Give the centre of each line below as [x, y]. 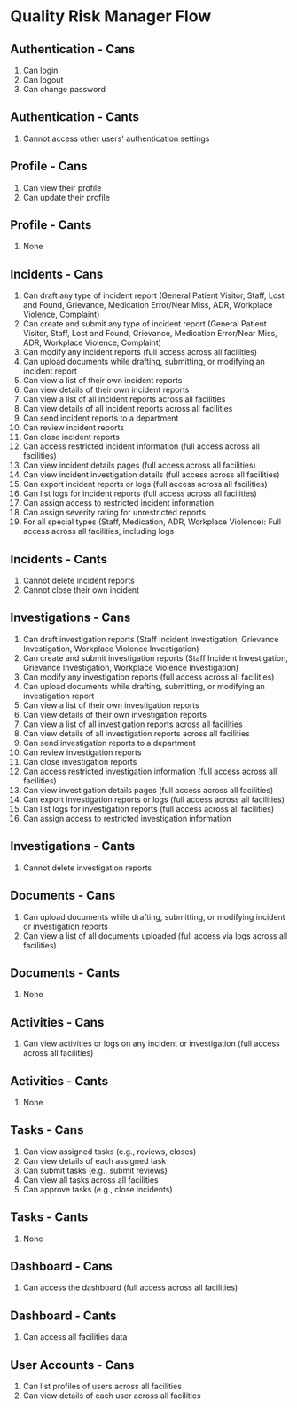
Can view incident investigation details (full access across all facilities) [151, 475]
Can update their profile [66, 197]
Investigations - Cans [70, 618]
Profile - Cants [51, 225]
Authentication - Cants [75, 117]
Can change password [64, 89]
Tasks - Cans [47, 1130]
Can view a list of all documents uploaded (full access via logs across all [155, 936]
